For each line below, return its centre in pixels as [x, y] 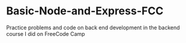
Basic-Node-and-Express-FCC [85, 11]
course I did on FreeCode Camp [46, 33]
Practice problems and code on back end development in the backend [93, 27]
